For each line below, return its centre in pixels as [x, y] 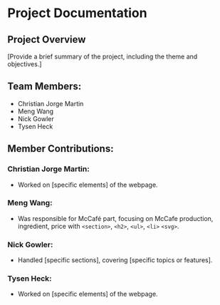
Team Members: [44, 87]
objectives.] [25, 64]
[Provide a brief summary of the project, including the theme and [103, 56]
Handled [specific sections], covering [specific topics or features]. [115, 260]
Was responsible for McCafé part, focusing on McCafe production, [115, 218]
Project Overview [47, 40]
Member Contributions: [61, 149]
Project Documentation [77, 13]
